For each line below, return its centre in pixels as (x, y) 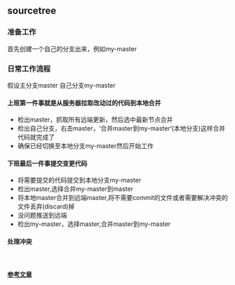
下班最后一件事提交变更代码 (47, 163)
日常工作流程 (29, 69)
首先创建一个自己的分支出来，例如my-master (72, 48)
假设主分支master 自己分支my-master (61, 85)
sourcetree (32, 11)
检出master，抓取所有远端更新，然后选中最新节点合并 (95, 120)
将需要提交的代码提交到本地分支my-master (79, 180)
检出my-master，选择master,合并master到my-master (94, 224)
